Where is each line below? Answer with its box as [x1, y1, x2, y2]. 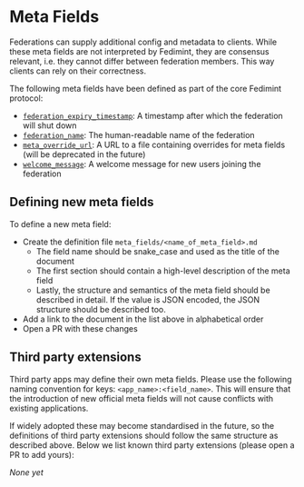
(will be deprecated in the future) [22, 148, 146, 160]
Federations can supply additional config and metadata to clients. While [9, 36, 278, 47]
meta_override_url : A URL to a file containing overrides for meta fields [22, 139, 286, 150]
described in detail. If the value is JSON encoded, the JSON [35, 293, 260, 305]
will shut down [22, 120, 77, 131]
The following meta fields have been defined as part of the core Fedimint [9, 83, 282, 94]
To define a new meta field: [9, 218, 112, 229]
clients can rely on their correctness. [9, 65, 147, 76]
